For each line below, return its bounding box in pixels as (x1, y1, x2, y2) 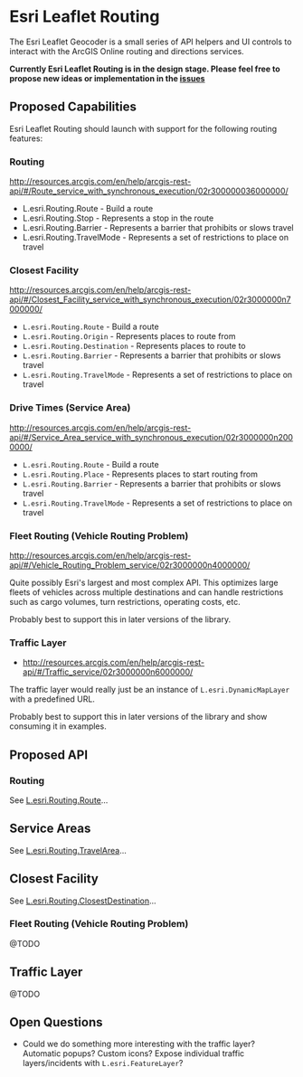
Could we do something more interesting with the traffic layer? (22, 1038, 256, 1050)
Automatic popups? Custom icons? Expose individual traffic (22, 1048, 245, 1059)
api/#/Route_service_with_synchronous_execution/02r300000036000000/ (9, 185, 289, 196)
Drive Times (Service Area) (9, 402, 131, 414)
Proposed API (9, 747, 89, 762)
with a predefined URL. (9, 694, 95, 704)
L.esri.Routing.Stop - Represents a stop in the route (22, 213, 214, 223)
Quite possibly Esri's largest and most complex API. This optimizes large (9, 577, 279, 588)
